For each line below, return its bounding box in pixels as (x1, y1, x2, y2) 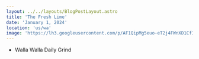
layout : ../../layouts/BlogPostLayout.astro (6, 8, 118, 15)
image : (6, 30, 23, 36)
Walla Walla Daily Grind (14, 46, 72, 53)
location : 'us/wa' (6, 25, 52, 31)
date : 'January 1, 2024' (6, 19, 68, 25)
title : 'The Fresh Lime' (6, 14, 68, 20)
